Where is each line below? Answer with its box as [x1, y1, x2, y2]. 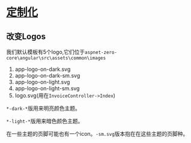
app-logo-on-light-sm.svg [14, 85, 80, 92]
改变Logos [6, 31, 46, 41]
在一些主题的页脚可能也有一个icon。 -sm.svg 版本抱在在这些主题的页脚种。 [6, 130, 189, 137]
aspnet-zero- [85, 49, 118, 55]
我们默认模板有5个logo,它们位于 [6, 49, 85, 55]
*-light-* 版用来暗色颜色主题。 [6, 118, 83, 124]
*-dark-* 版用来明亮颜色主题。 [6, 105, 81, 112]
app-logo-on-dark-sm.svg [14, 72, 80, 79]
